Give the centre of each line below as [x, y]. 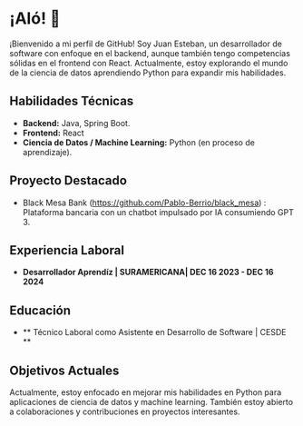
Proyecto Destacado [68, 181]
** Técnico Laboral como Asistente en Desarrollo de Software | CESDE [154, 332]
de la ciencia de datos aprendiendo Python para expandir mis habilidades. [148, 73]
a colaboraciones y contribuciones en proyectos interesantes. [125, 411]
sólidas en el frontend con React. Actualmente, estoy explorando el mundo [149, 63]
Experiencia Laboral [67, 250]
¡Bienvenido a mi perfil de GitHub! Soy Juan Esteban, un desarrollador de [146, 44]
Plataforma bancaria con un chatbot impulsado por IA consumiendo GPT [158, 212]
